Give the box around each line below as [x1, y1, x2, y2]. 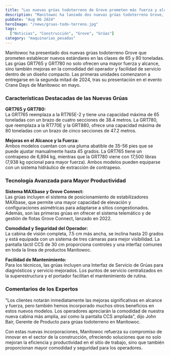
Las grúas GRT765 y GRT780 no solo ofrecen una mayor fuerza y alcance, [5, 60, 160, 66]
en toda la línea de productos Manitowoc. [5, 247, 92, 253]
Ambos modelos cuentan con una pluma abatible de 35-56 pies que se [5, 143, 153, 149]
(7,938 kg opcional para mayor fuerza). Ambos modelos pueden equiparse [5, 159, 161, 165]
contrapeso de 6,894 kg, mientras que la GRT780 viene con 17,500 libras [5, 154, 157, 160]
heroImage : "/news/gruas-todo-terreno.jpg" [5, 21, 99, 27]
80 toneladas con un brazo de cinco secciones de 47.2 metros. [5, 128, 137, 134]
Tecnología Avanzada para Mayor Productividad [5, 177, 126, 184]
